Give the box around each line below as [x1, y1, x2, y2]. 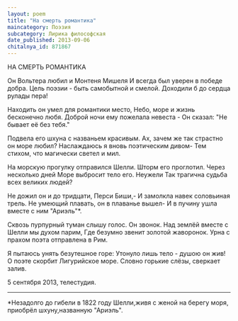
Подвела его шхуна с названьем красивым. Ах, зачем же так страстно [7, 134, 223, 142]
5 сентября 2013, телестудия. [7, 278, 97, 286]
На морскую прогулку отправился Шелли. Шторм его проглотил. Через [7, 163, 225, 171]
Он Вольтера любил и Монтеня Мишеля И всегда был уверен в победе [7, 77, 223, 85]
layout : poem [7, 10, 46, 18]
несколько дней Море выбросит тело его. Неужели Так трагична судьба [7, 171, 228, 179]
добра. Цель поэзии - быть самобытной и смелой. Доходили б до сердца [7, 84, 231, 92]
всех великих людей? [7, 178, 73, 186]
